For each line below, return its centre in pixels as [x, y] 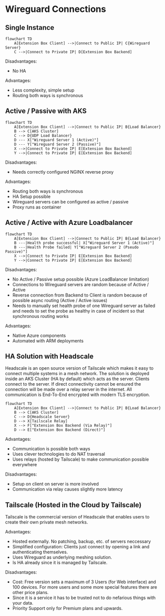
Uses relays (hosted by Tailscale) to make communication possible [81, 459]
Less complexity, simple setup [43, 90]
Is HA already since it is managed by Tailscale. [60, 563]
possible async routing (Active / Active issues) [60, 300]
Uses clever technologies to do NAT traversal [59, 454]
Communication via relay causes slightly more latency [68, 489]
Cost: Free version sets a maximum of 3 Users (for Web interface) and [84, 582]
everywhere [25, 465]
